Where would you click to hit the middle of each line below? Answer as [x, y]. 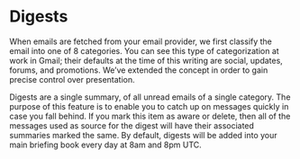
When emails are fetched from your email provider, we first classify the [141, 41]
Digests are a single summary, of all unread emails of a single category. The [150, 97]
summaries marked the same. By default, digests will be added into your [143, 135]
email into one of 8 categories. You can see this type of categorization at [144, 50]
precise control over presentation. [72, 79]
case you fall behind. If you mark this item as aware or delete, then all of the [150, 116]
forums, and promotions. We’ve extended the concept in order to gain [139, 70]
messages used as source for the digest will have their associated [132, 125]
